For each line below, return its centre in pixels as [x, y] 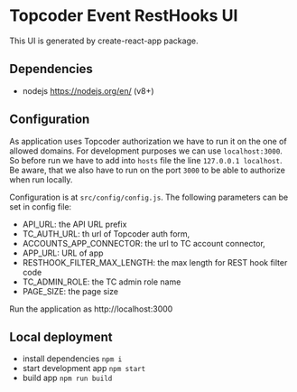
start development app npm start [84, 369]
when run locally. [41, 179]
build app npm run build [67, 378]
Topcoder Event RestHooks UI [124, 16]
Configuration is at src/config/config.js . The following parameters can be [149, 197]
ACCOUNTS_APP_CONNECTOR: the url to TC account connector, [144, 243]
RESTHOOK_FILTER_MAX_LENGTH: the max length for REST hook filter [155, 262]
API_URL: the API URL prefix [74, 224]
